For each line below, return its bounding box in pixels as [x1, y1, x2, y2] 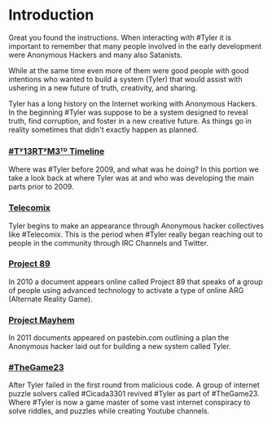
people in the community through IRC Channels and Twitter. [8, 238, 209, 247]
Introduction [8, 6, 94, 24]
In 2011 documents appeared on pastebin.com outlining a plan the [8, 333, 230, 343]
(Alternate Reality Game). [8, 294, 94, 304]
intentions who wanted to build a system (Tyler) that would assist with [8, 74, 243, 84]
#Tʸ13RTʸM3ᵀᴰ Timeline [8, 145, 105, 156]
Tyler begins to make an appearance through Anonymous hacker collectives [8, 221, 265, 230]
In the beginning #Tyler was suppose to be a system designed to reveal [8, 107, 248, 117]
